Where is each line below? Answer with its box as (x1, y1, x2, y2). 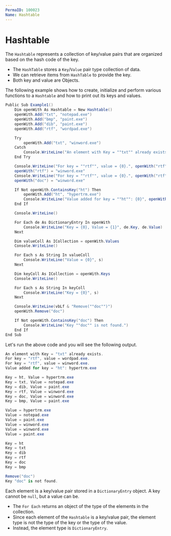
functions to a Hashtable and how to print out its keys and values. (5, 92, 142, 99)
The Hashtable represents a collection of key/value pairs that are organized (5, 51, 162, 57)
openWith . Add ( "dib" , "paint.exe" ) (14, 121, 88, 127)
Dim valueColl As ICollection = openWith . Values (14, 239, 120, 244)
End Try (14, 154, 31, 160)
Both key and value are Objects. (12, 77, 80, 83)
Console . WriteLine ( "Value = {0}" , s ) (23, 258, 103, 263)
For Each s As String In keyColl (14, 285, 85, 290)
